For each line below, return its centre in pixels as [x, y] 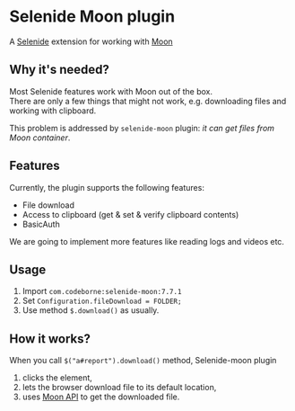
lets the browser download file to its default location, [119, 388]
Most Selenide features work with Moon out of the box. [111, 91]
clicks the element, [57, 378]
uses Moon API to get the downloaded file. [101, 397]
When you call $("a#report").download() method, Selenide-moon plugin [143, 361]
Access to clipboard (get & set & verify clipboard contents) [130, 214]
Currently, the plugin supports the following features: [107, 187]
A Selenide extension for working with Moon [91, 41]
